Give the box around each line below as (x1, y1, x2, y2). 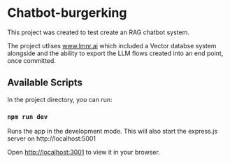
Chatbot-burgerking (7, 5, 127, 21)
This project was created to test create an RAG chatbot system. (7, 28, 190, 36)
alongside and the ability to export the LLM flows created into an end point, (7, 49, 224, 57)
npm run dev (7, 113, 48, 120)
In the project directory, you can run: (7, 95, 113, 104)
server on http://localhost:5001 (7, 134, 96, 143)
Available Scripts (7, 77, 82, 89)
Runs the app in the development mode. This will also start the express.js (7, 127, 218, 136)
